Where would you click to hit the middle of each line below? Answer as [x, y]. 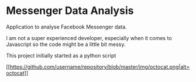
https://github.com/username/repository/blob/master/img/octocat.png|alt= [100, 67]
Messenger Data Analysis [70, 11]
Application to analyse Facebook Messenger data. [66, 27]
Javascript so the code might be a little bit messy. [66, 44]
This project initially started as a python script [61, 55]
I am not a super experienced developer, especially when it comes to [89, 38]
